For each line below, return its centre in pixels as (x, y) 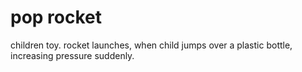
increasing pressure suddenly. (72, 55)
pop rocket (56, 17)
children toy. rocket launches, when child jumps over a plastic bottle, (151, 45)
